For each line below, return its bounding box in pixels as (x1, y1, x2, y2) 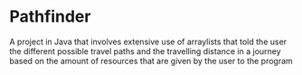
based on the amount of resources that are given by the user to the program (9, 55, 294, 66)
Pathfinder (9, 6, 91, 27)
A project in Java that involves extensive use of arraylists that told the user (9, 36, 288, 47)
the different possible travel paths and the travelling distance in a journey (9, 45, 282, 56)
